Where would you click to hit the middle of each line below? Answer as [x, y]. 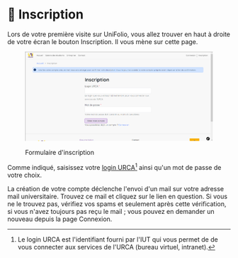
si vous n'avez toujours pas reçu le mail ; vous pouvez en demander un [111, 212]
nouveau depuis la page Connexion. [60, 219]
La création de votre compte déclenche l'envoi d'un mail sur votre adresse [116, 189]
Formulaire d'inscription [59, 153]
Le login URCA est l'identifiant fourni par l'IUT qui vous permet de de [118, 240]
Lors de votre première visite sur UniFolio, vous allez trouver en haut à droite [119, 34]
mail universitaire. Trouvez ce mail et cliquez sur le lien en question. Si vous [118, 197]
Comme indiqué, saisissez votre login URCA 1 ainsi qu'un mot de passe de [114, 167]
